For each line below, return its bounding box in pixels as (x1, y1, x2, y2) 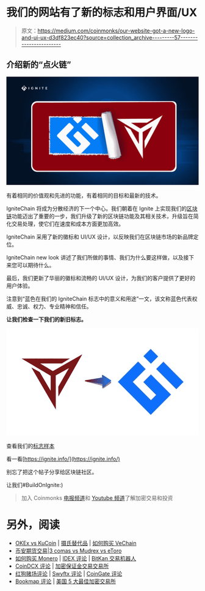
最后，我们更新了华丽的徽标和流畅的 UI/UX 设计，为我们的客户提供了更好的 (6, 275, 196, 282)
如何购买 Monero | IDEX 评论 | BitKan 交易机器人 (15, 554, 137, 562)
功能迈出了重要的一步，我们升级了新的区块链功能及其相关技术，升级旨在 (12, 212, 193, 220)
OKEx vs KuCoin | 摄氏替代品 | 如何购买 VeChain (15, 539, 137, 546)
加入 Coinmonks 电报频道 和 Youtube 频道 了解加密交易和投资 (21, 494, 173, 502)
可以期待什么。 (16, 261, 55, 269)
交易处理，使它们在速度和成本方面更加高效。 (11, 220, 124, 228)
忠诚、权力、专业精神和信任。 (16, 303, 92, 310)
